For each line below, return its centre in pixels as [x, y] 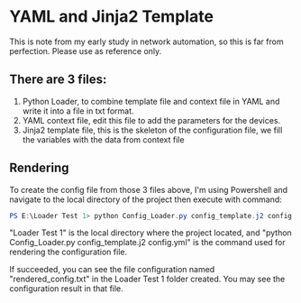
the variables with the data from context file [103, 139]
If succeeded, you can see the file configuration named [112, 270]
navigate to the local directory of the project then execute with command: [146, 199]
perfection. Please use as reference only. [86, 50]
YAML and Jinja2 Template [112, 17]
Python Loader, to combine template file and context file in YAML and [151, 101]
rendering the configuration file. [68, 252]
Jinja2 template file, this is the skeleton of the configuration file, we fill [152, 130]
